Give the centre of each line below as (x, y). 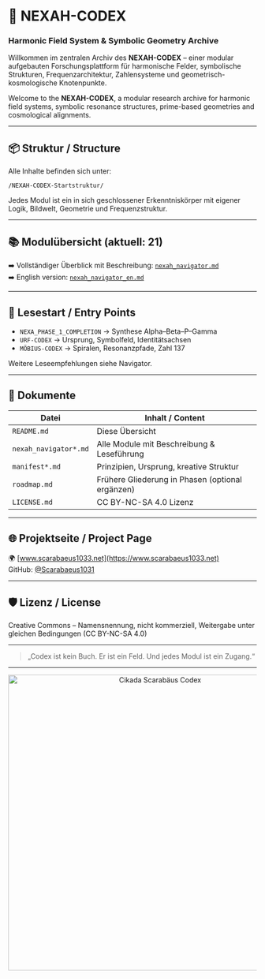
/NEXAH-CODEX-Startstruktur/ (56, 186)
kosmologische (33, 83)
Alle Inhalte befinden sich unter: (60, 171)
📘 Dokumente (42, 396)
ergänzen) (116, 489)
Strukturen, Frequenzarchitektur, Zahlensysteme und (94, 75)
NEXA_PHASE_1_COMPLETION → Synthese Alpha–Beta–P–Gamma (118, 331)
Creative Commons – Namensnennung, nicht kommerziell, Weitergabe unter (131, 626)
